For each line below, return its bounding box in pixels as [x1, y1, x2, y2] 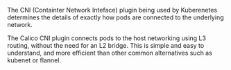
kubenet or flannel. [7, 56, 61, 64]
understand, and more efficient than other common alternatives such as [7, 49, 213, 57]
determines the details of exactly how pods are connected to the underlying [7, 13, 224, 21]
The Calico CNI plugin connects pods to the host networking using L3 [7, 34, 207, 42]
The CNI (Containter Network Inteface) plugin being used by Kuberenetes [7, 6, 217, 14]
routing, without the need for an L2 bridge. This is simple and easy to [7, 42, 205, 49]
